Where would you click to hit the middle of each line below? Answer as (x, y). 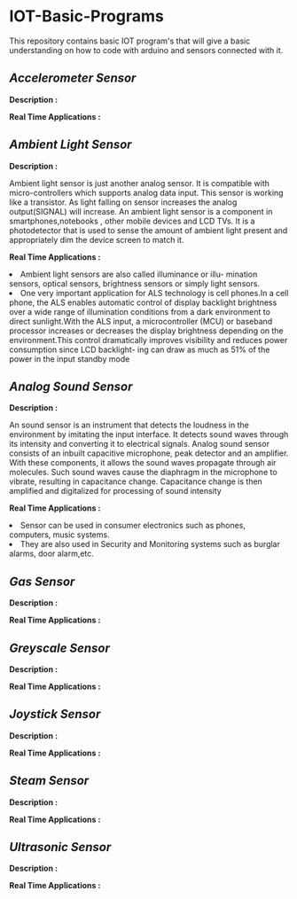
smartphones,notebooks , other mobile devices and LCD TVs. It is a (132, 221)
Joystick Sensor (55, 714)
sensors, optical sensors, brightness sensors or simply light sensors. (134, 283)
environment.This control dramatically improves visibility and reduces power (148, 340)
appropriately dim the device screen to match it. (97, 239)
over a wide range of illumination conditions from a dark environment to (140, 311)
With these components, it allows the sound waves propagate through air (143, 463)
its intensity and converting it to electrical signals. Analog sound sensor (140, 444)
